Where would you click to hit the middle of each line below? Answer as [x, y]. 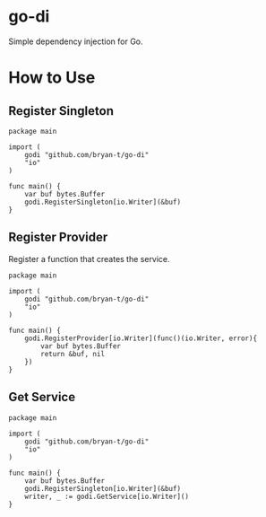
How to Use [52, 78]
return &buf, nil [73, 354]
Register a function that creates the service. [90, 258]
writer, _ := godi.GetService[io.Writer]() [107, 496]
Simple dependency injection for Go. [76, 41]
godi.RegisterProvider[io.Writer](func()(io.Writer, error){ [141, 338]
